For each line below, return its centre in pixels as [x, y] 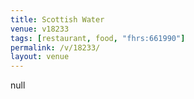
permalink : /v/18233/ [55, 47]
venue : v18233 [40, 29]
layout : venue [40, 57]
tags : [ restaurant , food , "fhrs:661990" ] [98, 38]
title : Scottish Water [57, 19]
